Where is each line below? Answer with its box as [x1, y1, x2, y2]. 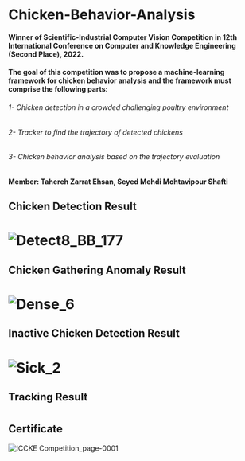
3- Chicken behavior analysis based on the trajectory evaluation [8, 152, 220, 162]
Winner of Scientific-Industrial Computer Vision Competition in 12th [8, 32, 237, 41]
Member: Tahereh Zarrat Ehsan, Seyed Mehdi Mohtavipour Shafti [8, 177, 228, 186]
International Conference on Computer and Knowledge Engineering [8, 41, 236, 50]
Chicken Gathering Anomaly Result [8, 263, 186, 276]
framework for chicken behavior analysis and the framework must [8, 76, 232, 85]
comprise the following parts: [8, 84, 109, 94]
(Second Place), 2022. [8, 49, 84, 59]
